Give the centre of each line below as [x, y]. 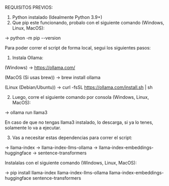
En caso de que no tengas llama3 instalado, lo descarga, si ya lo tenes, [79, 122]
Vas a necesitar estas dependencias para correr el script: [72, 138]
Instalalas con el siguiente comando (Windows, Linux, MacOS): [71, 163]
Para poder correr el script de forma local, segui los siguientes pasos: [78, 48]
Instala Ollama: [28, 58]
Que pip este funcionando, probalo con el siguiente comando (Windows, [88, 23]
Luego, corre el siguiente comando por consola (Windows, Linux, [80, 97]
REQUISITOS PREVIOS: [29, 7]
